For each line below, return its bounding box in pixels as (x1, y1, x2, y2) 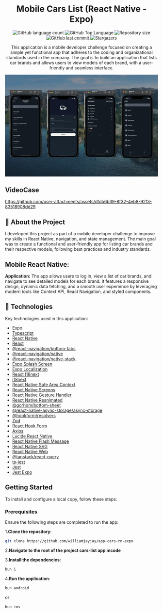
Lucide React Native (12, 433, 52, 439)
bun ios (5, 604, 21, 609)
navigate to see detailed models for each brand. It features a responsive (5, 278, 149, 284)
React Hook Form (12, 423, 47, 429)
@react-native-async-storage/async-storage (12, 407, 103, 413)
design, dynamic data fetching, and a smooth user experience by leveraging (5, 284, 157, 290)
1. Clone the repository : (5, 529, 52, 534)
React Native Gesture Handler (12, 392, 72, 398)
